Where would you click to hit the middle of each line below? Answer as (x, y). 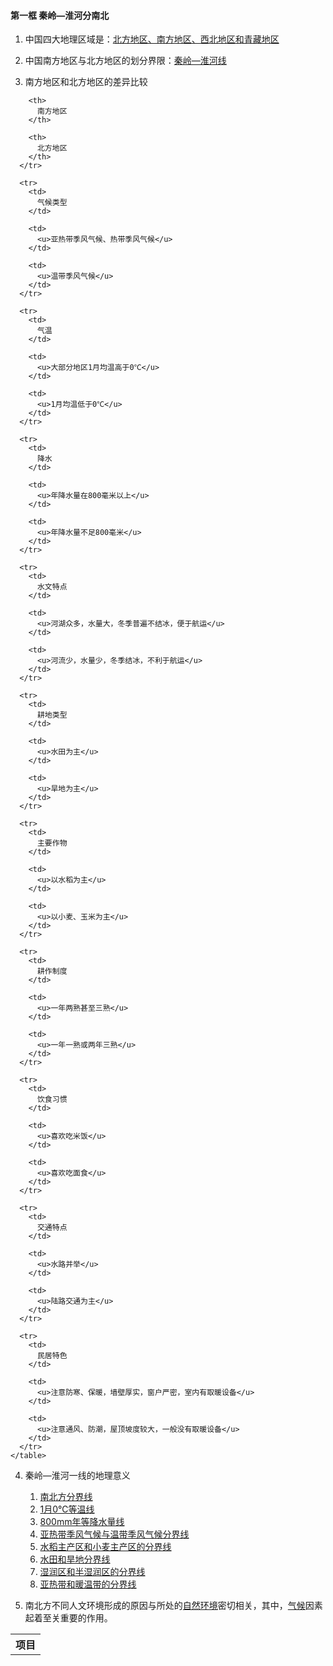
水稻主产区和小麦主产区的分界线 (105, 1547)
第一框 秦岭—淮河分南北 (60, 15)
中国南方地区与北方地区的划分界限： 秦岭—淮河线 (125, 61)
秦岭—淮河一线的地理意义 (77, 1476)
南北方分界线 (66, 1497)
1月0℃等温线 (67, 1509)
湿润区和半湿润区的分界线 (92, 1572)
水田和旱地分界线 (75, 1559)
